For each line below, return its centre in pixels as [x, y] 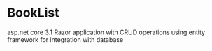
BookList [33, 13]
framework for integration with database [65, 39]
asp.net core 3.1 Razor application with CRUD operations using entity [106, 32]
